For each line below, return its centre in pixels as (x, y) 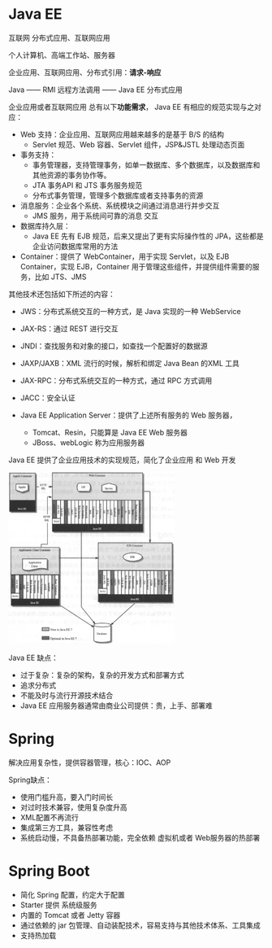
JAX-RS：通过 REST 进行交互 (69, 328)
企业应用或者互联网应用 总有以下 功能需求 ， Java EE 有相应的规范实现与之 (131, 107)
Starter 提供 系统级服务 (58, 905)
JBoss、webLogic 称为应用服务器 (89, 442)
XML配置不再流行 (49, 817)
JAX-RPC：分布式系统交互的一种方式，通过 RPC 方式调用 (116, 380)
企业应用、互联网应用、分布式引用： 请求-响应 (85, 72)
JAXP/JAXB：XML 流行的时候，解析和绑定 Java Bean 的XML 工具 (130, 363)
